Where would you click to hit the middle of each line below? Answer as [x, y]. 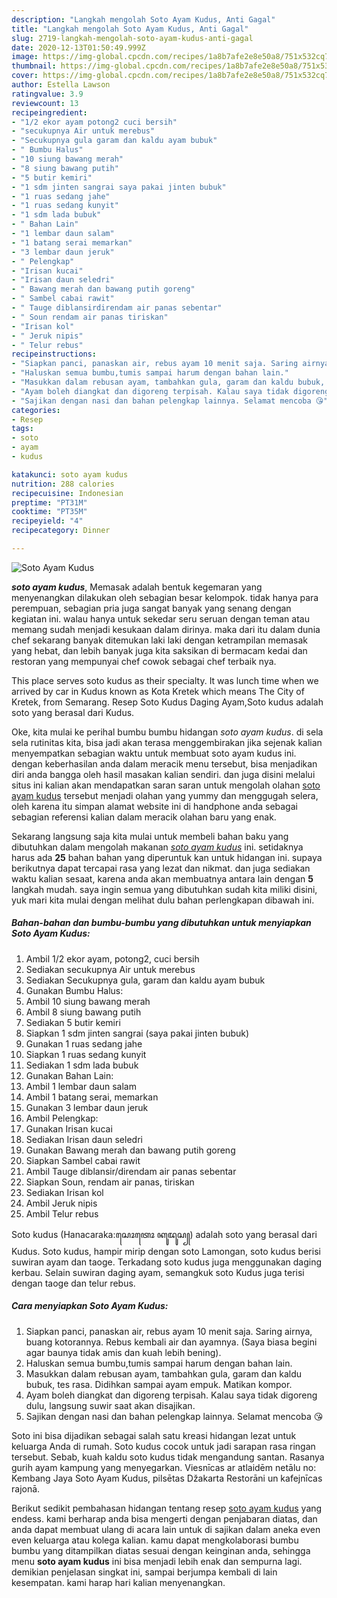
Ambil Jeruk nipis [61, 1203]
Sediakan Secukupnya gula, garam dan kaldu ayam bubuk [145, 980]
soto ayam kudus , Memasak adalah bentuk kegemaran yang [137, 587]
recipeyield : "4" [47, 521]
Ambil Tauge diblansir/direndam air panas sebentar [131, 1171]
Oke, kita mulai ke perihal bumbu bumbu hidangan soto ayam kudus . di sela [167, 732]
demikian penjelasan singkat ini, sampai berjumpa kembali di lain [144, 1572]
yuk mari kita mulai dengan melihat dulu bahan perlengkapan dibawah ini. [163, 900]
